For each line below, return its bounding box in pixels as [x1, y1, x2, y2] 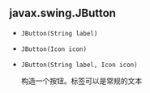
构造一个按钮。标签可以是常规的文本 [20, 76, 143, 86]
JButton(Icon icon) [20, 44, 88, 53]
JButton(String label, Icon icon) [20, 61, 138, 69]
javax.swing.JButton [9, 6, 117, 20]
